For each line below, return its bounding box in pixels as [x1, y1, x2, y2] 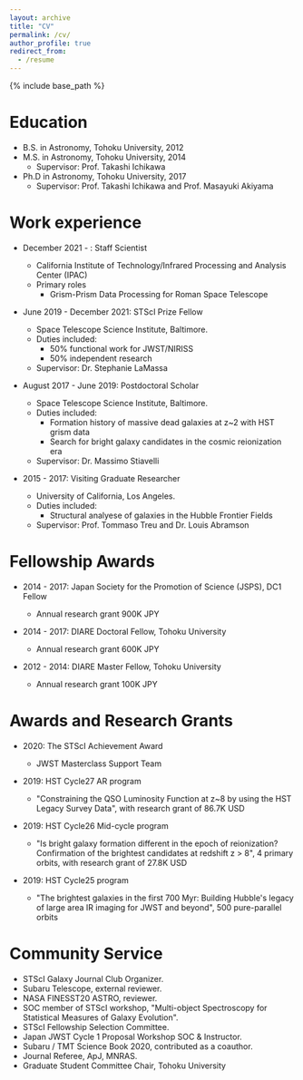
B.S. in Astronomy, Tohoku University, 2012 [22, 141, 184, 152]
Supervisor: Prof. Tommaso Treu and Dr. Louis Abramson [35, 519, 249, 530]
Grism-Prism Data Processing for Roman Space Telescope [49, 288, 269, 299]
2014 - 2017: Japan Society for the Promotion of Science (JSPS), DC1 [22, 581, 282, 592]
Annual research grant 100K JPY [35, 678, 158, 689]
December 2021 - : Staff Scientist [22, 242, 148, 253]
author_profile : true [9, 38, 92, 48]
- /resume [17, 55, 54, 64]
